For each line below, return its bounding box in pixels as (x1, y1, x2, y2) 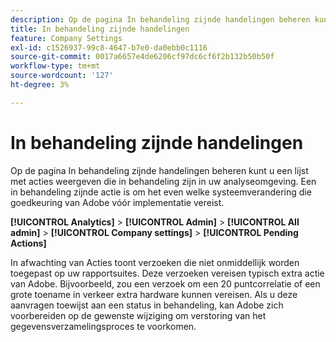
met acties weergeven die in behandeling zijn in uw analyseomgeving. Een (10, 175, 317, 187)
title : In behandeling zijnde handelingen (10, 24, 190, 34)
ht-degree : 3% (10, 80, 70, 90)
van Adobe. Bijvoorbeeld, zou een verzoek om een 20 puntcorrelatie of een (10, 277, 321, 290)
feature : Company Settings (10, 33, 123, 43)
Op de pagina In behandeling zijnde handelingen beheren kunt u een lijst (10, 164, 309, 176)
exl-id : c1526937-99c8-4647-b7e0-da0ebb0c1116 (10, 42, 208, 53)
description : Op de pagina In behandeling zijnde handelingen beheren (10, 14, 311, 25)
